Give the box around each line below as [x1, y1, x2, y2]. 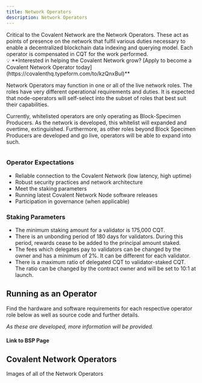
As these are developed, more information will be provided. [6, 323, 154, 330]
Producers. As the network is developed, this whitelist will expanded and [6, 119, 187, 126]
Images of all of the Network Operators [6, 370, 104, 378]
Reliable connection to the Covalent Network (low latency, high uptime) [14, 172, 192, 179]
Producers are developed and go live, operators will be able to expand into [6, 131, 192, 139]
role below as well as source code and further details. [6, 311, 140, 318]
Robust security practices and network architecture [14, 179, 143, 186]
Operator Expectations [6, 158, 74, 166]
